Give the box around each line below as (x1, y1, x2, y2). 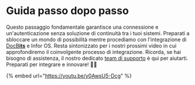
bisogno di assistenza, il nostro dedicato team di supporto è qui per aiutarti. (6, 55, 189, 62)
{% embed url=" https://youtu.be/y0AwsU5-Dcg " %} (6, 72, 132, 79)
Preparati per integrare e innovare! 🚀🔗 (6, 60, 98, 68)
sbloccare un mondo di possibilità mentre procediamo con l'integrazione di (6, 36, 187, 43)
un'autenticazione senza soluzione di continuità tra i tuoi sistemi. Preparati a (6, 29, 190, 36)
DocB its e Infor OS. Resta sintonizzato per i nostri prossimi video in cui (6, 42, 177, 49)
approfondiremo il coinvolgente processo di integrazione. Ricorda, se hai (6, 48, 182, 55)
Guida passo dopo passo (6, 4, 129, 18)
